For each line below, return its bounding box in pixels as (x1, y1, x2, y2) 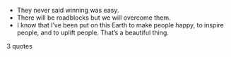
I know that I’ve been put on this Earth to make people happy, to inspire (16, 21, 224, 29)
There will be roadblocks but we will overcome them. (16, 13, 171, 22)
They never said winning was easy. (16, 6, 119, 14)
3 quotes (6, 42, 32, 50)
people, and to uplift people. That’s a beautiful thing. (16, 28, 169, 37)
